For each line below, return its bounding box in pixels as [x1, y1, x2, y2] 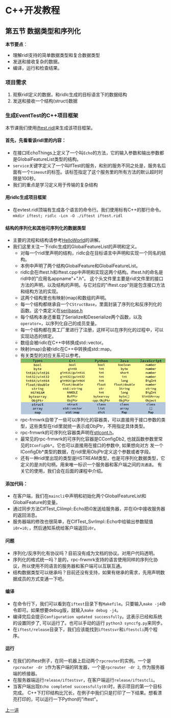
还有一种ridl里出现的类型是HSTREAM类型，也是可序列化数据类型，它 [20, 455, 165, 461]
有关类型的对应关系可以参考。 [20, 352, 83, 358]
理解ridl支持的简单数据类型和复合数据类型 [12, 52, 101, 58]
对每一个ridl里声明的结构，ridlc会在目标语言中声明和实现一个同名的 [20, 250, 162, 256]
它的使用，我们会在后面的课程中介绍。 [25, 468, 106, 474]
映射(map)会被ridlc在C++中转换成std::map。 [20, 346, 115, 352]
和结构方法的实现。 [20, 288, 61, 294]
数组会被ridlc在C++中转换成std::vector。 [20, 340, 106, 346]
